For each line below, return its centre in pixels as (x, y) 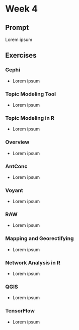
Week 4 (21, 9)
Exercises (21, 55)
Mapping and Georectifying (39, 239)
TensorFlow (20, 311)
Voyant (14, 190)
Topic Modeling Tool (31, 94)
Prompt (17, 28)
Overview (17, 142)
